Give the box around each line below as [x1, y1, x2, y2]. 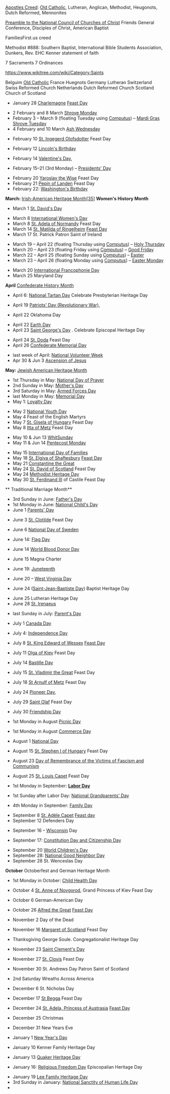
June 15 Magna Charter [12, 556, 62, 562]
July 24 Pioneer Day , [12, 689, 57, 695]
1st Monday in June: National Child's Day [12, 502, 98, 507]
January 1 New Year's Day [12, 1035, 67, 1040]
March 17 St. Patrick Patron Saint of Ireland [12, 232, 102, 237]
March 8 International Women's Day [12, 215, 88, 221]
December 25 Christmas [12, 1015, 64, 1021]
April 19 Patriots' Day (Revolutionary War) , [12, 302, 100, 308]
